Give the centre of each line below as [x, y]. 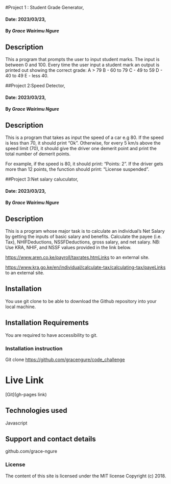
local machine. [21, 307]
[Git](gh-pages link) [26, 394]
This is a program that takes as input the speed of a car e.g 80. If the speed [85, 137]
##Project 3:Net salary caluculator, [42, 179]
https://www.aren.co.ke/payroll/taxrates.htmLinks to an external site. [77, 257]
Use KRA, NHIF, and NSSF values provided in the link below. [68, 247]
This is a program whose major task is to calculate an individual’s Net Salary [85, 231]
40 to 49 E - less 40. [27, 76]
